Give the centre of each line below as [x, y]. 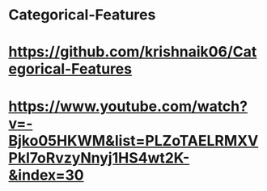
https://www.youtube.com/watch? [128, 106]
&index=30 [46, 175]
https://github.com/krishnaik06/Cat [133, 52]
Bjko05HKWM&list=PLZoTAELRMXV [133, 140]
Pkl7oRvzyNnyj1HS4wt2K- [99, 157]
